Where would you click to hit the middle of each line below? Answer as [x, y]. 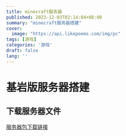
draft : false [22, 51]
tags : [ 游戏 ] [21, 39]
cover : [14, 28]
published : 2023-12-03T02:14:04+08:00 [54, 17]
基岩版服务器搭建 [48, 87]
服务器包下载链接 [27, 126]
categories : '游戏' [29, 45]
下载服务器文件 [34, 111]
